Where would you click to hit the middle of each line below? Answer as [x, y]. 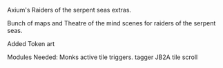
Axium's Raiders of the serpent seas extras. [69, 10]
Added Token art [31, 44]
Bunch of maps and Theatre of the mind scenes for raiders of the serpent [111, 23]
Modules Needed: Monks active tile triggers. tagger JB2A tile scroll [103, 57]
